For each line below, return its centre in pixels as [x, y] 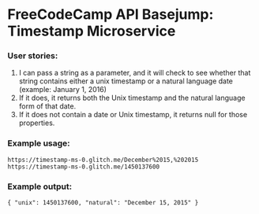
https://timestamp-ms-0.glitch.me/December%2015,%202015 [103, 160]
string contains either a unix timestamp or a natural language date [126, 81]
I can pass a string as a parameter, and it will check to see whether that [135, 73]
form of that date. [47, 106]
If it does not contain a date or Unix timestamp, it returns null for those [133, 115]
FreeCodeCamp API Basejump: [111, 15]
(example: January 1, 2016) [63, 90]
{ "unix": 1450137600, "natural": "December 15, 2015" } [103, 203]
